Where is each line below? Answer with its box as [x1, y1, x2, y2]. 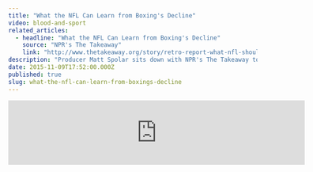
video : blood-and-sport [8, 19, 87, 27]
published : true [8, 71, 62, 78]
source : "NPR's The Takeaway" [22, 41, 123, 49]
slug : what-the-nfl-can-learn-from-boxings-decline [8, 78, 182, 86]
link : [22, 48, 41, 56]
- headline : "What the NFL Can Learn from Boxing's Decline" [15, 33, 221, 42]
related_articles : [8, 26, 69, 34]
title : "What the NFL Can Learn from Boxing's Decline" [8, 11, 196, 20]
